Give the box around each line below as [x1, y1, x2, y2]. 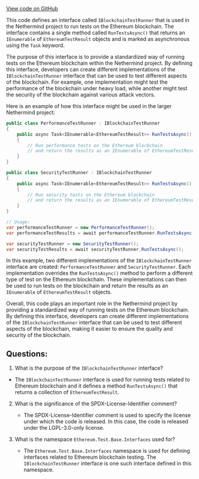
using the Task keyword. [6, 42, 65, 49]
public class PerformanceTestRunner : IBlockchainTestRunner [6, 120, 161, 126]
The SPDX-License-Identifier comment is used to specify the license [23, 412, 191, 419]
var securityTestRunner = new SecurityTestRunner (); [6, 240, 139, 247]
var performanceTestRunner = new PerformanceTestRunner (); [6, 224, 155, 230]
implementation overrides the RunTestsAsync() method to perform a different [6, 269, 193, 277]
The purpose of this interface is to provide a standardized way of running [6, 53, 185, 60]
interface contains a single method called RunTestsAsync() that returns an [6, 29, 185, 36]
